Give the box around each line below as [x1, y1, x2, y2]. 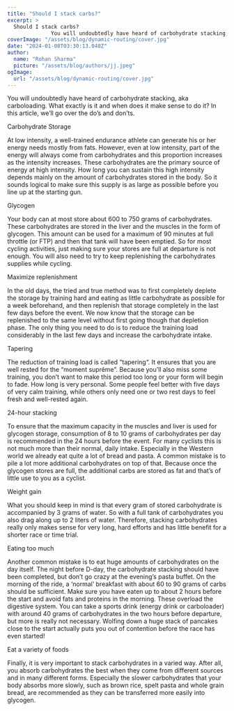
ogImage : [7, 68, 33, 75]
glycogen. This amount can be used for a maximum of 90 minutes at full [7, 230, 214, 238]
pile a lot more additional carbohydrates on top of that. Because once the [7, 459, 217, 467]
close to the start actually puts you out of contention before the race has [7, 624, 215, 633]
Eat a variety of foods [7, 645, 69, 654]
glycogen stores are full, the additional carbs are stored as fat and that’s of [7, 467, 221, 475]
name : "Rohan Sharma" [13, 56, 77, 63]
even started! [7, 632, 45, 641]
